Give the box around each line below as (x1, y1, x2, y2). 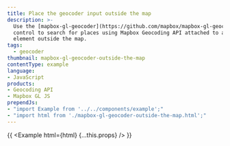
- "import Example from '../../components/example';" (7, 106, 164, 112)
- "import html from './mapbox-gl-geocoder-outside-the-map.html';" (7, 112, 207, 119)
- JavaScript (7, 73, 44, 81)
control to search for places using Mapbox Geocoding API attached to (13, 29, 219, 36)
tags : (7, 42, 23, 49)
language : (7, 67, 36, 74)
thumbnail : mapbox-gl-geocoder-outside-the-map (7, 55, 146, 62)
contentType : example (7, 61, 69, 68)
